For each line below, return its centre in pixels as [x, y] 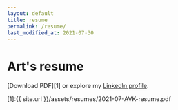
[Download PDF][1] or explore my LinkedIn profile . [78, 86]
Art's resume [46, 67]
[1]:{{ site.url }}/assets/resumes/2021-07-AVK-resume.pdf [89, 99]
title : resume [28, 20]
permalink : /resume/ [37, 26]
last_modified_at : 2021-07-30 [51, 33]
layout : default [30, 13]
